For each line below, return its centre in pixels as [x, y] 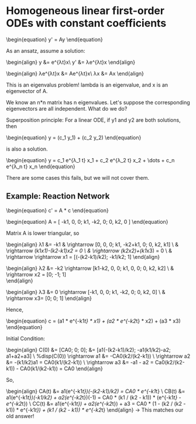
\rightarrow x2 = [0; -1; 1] [36, 274]
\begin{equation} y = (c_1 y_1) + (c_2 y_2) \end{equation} [74, 137]
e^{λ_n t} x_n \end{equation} [41, 166]
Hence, [15, 309]
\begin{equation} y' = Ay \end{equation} [55, 39]
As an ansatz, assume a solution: [46, 50]
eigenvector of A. [27, 91]
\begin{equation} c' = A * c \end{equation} [58, 210]
